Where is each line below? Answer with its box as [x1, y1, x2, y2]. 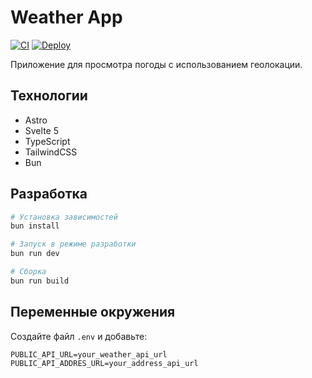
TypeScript [24, 135, 71, 147]
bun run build [10, 276, 70, 286]
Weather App [10, 6, 123, 29]
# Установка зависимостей [10, 212, 118, 222]
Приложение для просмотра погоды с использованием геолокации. [10, 58, 303, 70]
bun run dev [10, 249, 60, 259]
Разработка [10, 186, 88, 203]
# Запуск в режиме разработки [10, 239, 137, 250]
